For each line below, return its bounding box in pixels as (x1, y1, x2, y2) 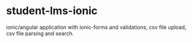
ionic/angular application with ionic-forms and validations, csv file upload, (6, 24, 187, 31)
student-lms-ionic (6, 4, 98, 18)
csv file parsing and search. (6, 29, 74, 37)
